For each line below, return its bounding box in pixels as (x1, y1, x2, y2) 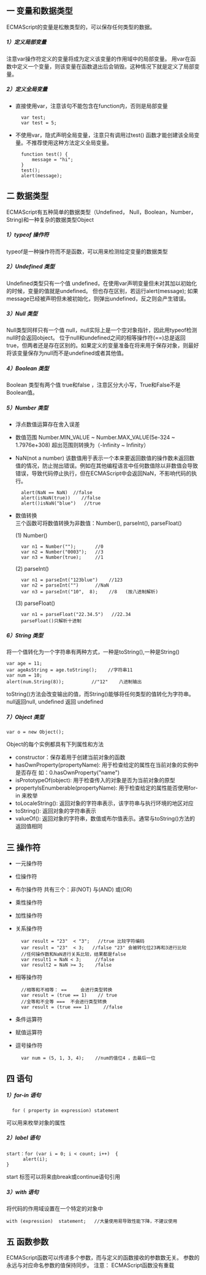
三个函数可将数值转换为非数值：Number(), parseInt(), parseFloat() (15, 520, 182, 527)
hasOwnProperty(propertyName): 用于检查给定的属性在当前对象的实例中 (15, 761, 199, 769)
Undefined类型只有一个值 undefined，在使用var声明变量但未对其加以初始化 (6, 280, 197, 287)
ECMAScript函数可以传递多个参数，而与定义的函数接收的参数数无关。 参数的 (6, 1254, 200, 1262)
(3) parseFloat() (15, 599, 55, 607)
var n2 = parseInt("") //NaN (21, 582, 109, 588)
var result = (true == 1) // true (21, 992, 118, 999)
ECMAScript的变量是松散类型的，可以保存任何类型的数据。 (6, 23, 155, 31)
